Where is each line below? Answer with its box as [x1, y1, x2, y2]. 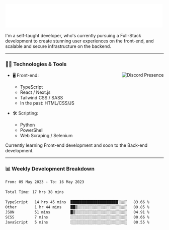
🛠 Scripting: [12, 110, 39, 117]
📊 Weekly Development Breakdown [5, 165, 95, 172]
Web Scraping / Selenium [20, 133, 73, 139]
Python [20, 122, 35, 128]
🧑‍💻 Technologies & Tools [5, 61, 67, 68]
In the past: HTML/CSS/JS [20, 100, 74, 106]
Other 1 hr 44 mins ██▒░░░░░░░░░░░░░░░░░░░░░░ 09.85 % [5, 204, 150, 210]
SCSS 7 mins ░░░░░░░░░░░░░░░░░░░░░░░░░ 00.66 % [5, 214, 150, 220]
